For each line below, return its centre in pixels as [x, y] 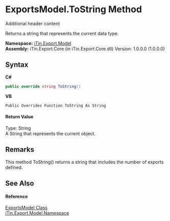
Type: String [18, 128]
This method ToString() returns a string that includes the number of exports [85, 162]
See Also [20, 183]
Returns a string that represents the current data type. [62, 33]
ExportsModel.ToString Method [74, 9]
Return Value [19, 117]
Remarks [20, 150]
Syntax [17, 65]
